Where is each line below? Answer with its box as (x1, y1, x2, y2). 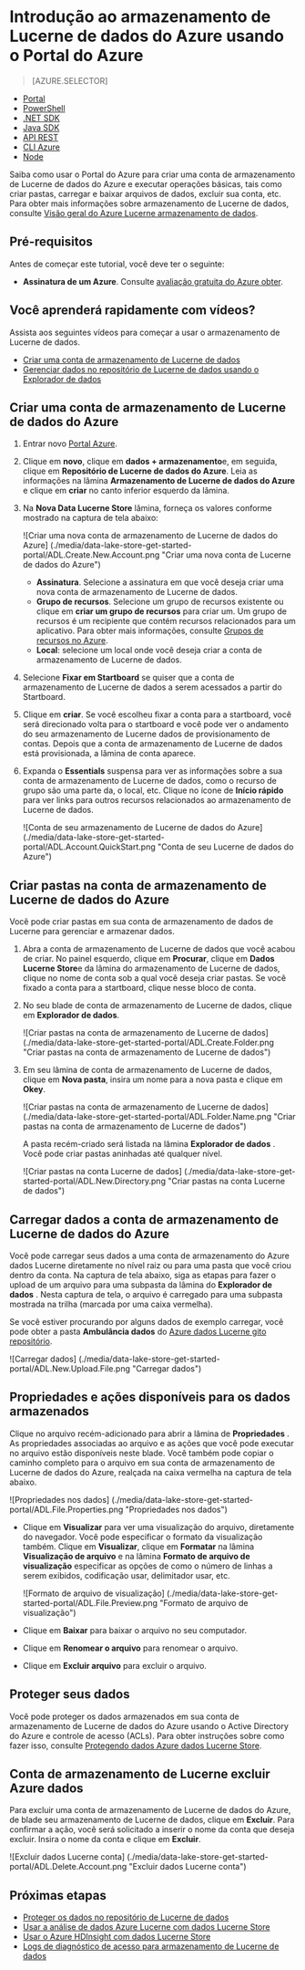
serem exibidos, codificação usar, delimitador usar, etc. (22, 1569, 230, 1580)
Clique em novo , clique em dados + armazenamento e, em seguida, (22, 456, 278, 467)
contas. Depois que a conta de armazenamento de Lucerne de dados (22, 738, 283, 749)
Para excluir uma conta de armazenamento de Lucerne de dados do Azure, (9, 1805, 291, 1816)
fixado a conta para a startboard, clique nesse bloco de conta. (22, 983, 257, 994)
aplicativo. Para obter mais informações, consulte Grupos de (36, 625, 264, 636)
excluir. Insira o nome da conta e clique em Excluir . (9, 1834, 202, 1845)
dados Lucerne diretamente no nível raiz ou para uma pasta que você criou (9, 1260, 291, 1270)
